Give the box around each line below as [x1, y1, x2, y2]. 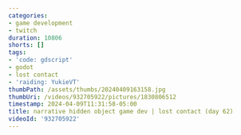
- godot [8, 64, 34, 71]
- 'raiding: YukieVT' [8, 78, 81, 86]
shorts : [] [8, 41, 45, 49]
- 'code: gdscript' [8, 56, 73, 64]
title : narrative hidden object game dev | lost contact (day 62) [8, 108, 234, 116]
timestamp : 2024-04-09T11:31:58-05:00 [8, 100, 137, 108]
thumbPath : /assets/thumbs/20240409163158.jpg [8, 85, 166, 94]
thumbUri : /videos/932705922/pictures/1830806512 [8, 93, 177, 101]
